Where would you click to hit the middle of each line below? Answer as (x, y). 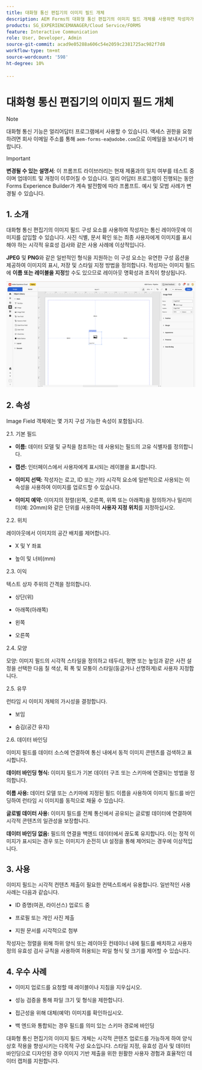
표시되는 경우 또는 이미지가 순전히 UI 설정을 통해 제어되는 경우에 (97, 841)
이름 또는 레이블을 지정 (38, 273)
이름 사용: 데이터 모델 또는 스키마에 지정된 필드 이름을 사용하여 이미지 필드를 (95, 793)
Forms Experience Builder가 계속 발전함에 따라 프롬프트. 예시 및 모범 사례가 (96, 186)
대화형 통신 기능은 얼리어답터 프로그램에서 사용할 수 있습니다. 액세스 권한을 (94, 132)
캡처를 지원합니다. (38, 1061)
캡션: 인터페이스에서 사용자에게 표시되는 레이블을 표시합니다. (86, 466)
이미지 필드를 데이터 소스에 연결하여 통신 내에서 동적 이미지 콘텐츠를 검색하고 (96, 752)
